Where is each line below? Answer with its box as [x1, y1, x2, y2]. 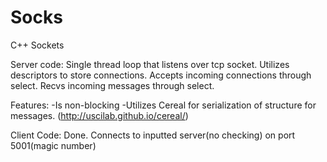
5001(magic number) [10, 139, 97, 151]
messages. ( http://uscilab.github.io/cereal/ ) [10, 109, 189, 121]
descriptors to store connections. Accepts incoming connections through [10, 69, 312, 81]
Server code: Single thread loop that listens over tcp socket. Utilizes [10, 58, 290, 70]
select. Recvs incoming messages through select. [10, 79, 215, 91]
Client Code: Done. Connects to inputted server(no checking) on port [10, 129, 296, 141]
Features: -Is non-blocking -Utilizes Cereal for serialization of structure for [10, 99, 317, 111]
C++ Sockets [10, 39, 65, 51]
